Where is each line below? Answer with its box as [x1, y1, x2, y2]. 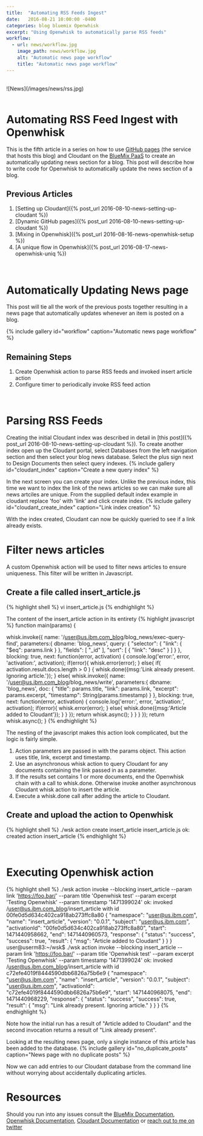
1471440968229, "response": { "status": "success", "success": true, [6, 995, 177, 1002]
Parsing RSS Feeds [6, 414, 103, 428]
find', [6, 640, 19, 647]
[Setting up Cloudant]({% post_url [15, 205, 100, 212]
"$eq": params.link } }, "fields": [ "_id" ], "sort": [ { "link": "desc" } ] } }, [6, 646, 182, 654]
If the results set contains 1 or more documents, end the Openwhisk [15, 773, 184, 780]
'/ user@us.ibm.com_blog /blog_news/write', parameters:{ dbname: [6, 678, 171, 686]
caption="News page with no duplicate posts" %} [6, 1050, 130, 1058]
